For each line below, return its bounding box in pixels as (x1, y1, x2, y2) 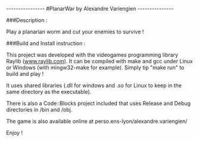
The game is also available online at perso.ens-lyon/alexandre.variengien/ (6, 118, 188, 125)
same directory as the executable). (6, 88, 92, 95)
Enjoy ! (6, 129, 23, 136)
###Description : (6, 17, 48, 23)
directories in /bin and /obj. (6, 106, 73, 113)
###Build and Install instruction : (6, 40, 86, 47)
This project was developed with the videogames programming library (6, 51, 179, 58)
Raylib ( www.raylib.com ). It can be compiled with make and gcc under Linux (6, 58, 193, 64)
